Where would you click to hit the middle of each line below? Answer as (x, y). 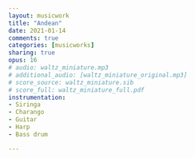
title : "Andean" (35, 23)
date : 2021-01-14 (37, 30)
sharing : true (32, 53)
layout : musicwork (39, 16)
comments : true (34, 38)
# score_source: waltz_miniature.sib (71, 82)
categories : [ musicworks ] (51, 45)
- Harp (19, 127)
